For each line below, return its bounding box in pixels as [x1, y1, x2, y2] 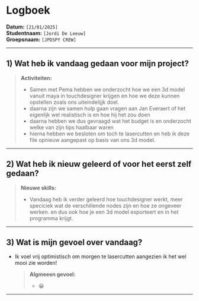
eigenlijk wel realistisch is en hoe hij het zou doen [29, 111, 150, 118]
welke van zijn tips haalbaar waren [29, 123, 114, 131]
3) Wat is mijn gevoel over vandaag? [6, 237, 143, 247]
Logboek [6, 4, 50, 17]
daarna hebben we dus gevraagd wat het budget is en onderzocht [29, 117, 191, 125]
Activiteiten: [20, 74, 52, 81]
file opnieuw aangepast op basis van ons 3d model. [29, 136, 156, 143]
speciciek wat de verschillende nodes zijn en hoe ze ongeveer [29, 202, 182, 209]
